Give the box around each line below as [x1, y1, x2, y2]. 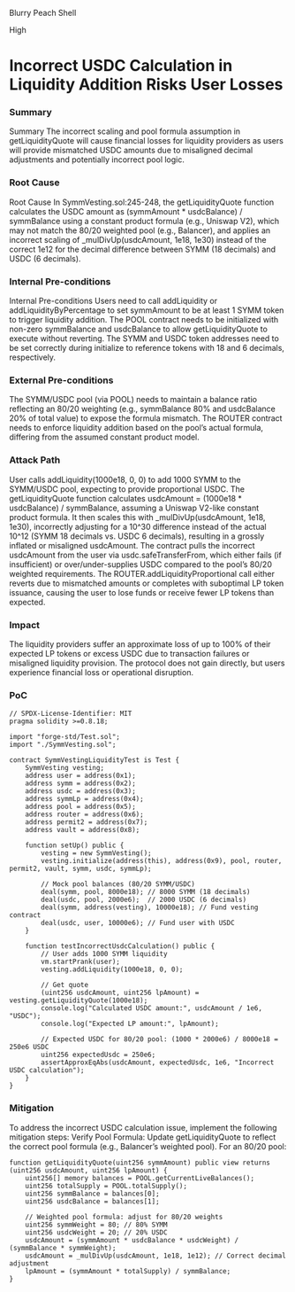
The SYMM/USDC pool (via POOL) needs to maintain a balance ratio [9, 394, 258, 405]
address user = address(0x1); [25, 771, 137, 781]
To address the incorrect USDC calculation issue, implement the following [9, 1122, 277, 1132]
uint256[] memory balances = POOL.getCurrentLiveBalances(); [25, 1173, 254, 1182]
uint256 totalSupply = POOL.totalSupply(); [25, 1181, 188, 1190]
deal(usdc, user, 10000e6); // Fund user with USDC [41, 919, 236, 928]
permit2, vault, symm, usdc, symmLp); [9, 864, 152, 874]
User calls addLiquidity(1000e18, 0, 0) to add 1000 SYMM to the [9, 474, 241, 485]
